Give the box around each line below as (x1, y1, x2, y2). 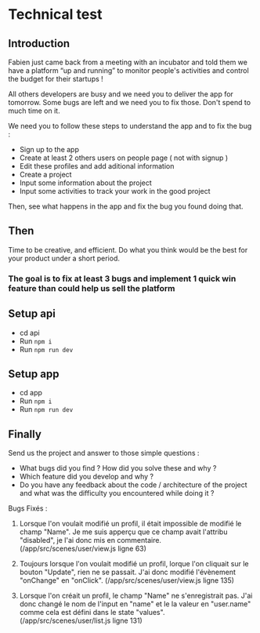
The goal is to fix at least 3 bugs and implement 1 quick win (8, 273, 237, 284)
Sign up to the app (19, 145, 80, 154)
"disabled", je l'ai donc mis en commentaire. (19, 536, 162, 545)
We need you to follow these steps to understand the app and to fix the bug (8, 122, 252, 130)
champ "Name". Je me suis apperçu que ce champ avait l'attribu (19, 527, 228, 537)
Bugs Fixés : (8, 504, 48, 513)
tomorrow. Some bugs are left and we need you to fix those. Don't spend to (8, 98, 251, 107)
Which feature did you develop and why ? (19, 472, 154, 482)
